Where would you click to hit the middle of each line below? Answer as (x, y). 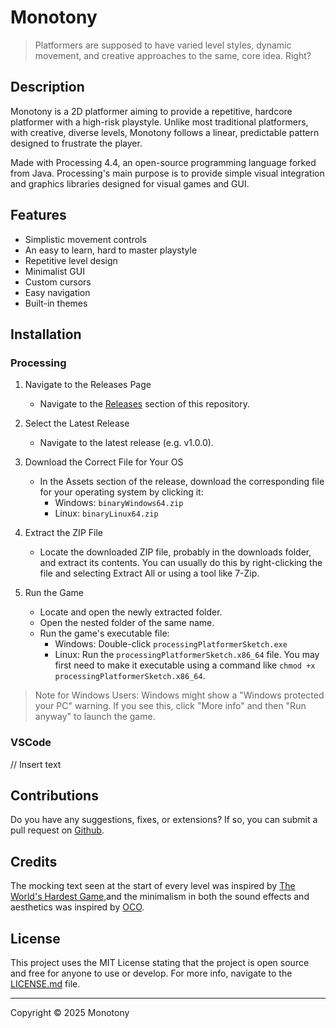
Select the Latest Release (77, 423)
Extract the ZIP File (63, 533)
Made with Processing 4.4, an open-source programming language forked (163, 162)
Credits (34, 861)
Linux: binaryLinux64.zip (106, 513)
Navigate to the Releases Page (88, 385)
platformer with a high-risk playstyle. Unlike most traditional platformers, (159, 122)
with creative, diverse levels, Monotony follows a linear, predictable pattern (165, 132)
